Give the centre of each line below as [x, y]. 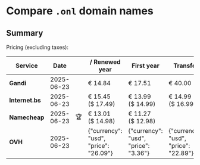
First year [146, 66]
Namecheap [27, 117]
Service [27, 66]
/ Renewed [105, 62]
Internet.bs [25, 100]
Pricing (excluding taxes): [37, 47]
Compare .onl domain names [80, 11]
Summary [25, 33]
